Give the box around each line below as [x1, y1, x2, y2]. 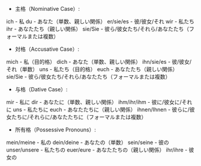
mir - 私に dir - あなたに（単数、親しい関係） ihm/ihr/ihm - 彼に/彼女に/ [6, 99, 182, 106]
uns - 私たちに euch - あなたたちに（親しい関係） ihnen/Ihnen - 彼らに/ [13, 106, 190, 113]
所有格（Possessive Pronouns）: [14, 126, 96, 133]
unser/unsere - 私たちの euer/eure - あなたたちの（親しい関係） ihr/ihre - [6, 146, 188, 153]
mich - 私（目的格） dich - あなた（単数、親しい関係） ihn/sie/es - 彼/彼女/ [6, 59, 192, 65]
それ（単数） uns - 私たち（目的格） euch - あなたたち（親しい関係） [6, 66, 178, 73]
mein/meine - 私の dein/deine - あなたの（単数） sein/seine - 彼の [6, 139, 169, 146]
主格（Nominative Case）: [14, 5, 80, 12]
